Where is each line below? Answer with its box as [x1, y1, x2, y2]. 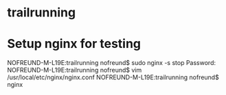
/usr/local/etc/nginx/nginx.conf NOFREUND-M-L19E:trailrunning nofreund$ [7, 73, 220, 81]
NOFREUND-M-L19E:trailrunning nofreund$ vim [7, 66, 142, 74]
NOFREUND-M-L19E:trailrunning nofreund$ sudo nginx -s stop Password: [7, 59, 216, 67]
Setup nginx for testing [7, 36, 142, 52]
